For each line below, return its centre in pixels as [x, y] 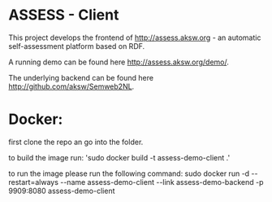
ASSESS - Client [64, 15]
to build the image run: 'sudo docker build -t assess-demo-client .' [119, 157]
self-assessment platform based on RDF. [77, 46]
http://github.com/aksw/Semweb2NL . [71, 86]
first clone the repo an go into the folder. [76, 142]
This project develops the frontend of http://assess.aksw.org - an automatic [135, 37]
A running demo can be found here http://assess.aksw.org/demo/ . [119, 62]
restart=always [34, 182]
